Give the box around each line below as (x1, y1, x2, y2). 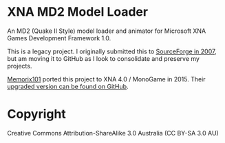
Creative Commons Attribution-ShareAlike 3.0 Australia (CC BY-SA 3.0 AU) (7, 129, 219, 137)
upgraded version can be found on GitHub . (7, 82, 129, 90)
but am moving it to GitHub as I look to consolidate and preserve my (7, 54, 200, 62)
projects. (7, 62, 32, 70)
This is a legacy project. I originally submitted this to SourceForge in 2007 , (7, 47, 217, 55)
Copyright (7, 107, 67, 122)
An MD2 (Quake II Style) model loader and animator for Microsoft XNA (7, 27, 206, 35)
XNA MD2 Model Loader (7, 4, 149, 20)
